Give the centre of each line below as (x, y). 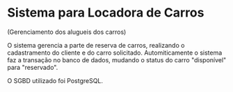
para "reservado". (33, 67)
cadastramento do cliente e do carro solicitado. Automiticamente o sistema (115, 53)
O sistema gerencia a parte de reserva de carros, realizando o (96, 45)
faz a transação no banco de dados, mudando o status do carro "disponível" (117, 59)
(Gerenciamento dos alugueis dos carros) (67, 32)
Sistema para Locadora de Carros (106, 13)
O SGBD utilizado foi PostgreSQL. (55, 80)
